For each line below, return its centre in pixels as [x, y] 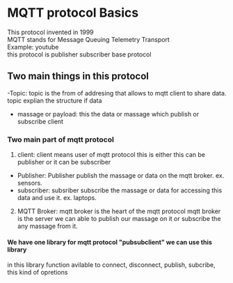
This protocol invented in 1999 [50, 32]
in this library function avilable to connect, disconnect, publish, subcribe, [111, 265]
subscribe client [40, 121]
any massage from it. [47, 226]
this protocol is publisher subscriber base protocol [79, 54]
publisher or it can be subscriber [64, 162]
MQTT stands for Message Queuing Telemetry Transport [89, 39]
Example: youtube [33, 47]
